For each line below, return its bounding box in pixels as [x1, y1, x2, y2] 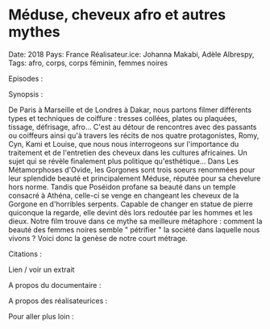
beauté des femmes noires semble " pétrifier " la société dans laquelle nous [8, 224, 260, 235]
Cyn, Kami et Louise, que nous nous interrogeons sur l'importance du [8, 139, 239, 148]
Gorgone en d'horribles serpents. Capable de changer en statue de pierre [8, 199, 254, 209]
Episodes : [8, 73, 44, 83]
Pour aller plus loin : [8, 311, 74, 321]
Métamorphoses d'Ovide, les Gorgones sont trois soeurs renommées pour [8, 164, 255, 174]
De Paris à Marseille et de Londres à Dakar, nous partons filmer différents [8, 105, 252, 115]
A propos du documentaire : [8, 280, 102, 289]
